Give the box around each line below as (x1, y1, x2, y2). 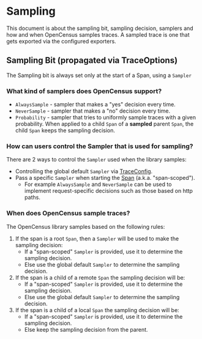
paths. (24, 194, 41, 201)
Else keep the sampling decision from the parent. (24, 326, 148, 333)
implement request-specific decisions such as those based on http (24, 187, 193, 195)
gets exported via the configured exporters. (6, 37, 116, 45)
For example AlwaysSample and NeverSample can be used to (24, 181, 172, 188)
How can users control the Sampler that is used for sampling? (6, 142, 193, 151)
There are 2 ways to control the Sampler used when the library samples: (6, 156, 187, 163)
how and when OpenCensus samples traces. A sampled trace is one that (6, 31, 190, 38)
